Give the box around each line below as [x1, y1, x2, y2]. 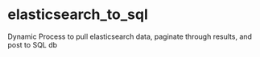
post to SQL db [7, 40, 58, 49]
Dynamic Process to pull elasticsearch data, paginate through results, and [7, 32, 253, 41]
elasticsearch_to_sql [7, 6, 148, 24]
